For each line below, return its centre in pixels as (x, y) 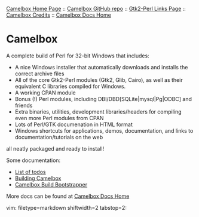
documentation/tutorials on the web (59, 137)
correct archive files (39, 74)
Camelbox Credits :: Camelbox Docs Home (59, 15)
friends (24, 105)
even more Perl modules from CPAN (59, 118)
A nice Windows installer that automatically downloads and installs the (101, 67)
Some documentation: (33, 160)
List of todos (30, 172)
